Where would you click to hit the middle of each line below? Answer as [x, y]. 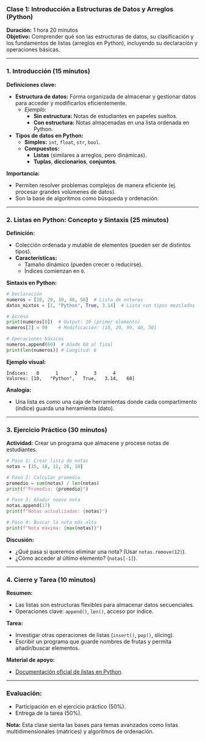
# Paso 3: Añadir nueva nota [43, 500]
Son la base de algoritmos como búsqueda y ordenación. [87, 198]
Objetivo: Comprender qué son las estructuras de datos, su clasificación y [100, 37]
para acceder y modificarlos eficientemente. [71, 103]
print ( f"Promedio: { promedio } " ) [47, 489]
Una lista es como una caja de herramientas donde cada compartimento [106, 401]
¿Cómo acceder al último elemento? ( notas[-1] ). [76, 558]
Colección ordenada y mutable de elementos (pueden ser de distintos [103, 245]
